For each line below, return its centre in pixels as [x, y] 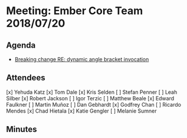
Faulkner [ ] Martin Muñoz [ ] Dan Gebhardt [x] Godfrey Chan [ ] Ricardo [94, 104]
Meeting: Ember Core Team [75, 11]
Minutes [22, 129]
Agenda [21, 45]
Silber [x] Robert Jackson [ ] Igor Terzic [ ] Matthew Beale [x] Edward [90, 98]
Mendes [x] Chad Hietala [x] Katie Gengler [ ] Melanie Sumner [81, 111]
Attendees [26, 78]
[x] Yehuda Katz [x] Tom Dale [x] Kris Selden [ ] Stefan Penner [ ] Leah [92, 92]
